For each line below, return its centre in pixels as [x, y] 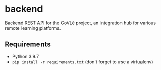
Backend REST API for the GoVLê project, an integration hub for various [80, 23]
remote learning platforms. [33, 28]
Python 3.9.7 [26, 56]
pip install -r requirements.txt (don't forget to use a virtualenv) [83, 62]
